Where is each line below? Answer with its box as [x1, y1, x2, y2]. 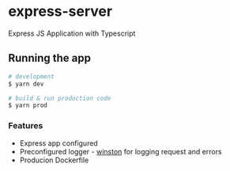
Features [8, 120, 43, 131]
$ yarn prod [8, 101, 47, 109]
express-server [8, 2, 113, 21]
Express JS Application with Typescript [8, 28, 136, 38]
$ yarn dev [8, 80, 44, 88]
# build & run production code [8, 94, 111, 102]
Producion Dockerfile [19, 155, 89, 165]
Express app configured [19, 138, 99, 148]
